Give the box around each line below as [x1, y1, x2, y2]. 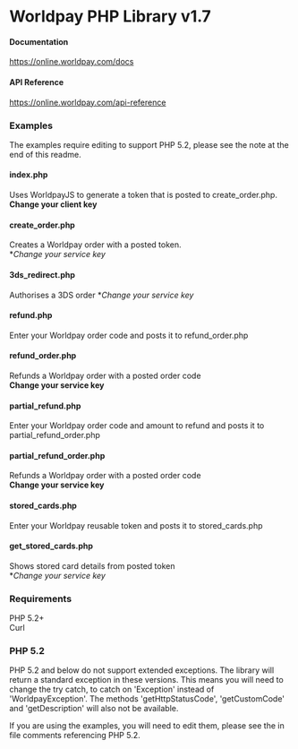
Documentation [9, 36, 69, 47]
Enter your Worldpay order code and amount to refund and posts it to [9, 420, 265, 431]
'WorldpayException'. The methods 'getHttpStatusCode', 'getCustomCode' [9, 693, 285, 704]
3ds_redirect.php [9, 269, 76, 280]
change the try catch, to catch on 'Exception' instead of [9, 684, 215, 695]
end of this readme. [9, 149, 82, 159]
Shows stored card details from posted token [9, 560, 175, 571]
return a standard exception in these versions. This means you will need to [9, 675, 284, 685]
